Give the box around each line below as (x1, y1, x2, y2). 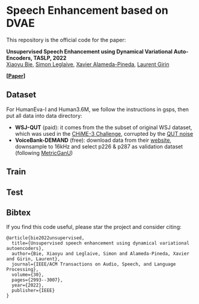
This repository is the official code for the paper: (6, 36, 126, 43)
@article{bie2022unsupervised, (6, 235, 85, 241)
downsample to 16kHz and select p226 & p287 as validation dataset (14, 142, 183, 150)
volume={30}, (11, 272, 44, 278)
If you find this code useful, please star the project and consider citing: (6, 223, 182, 231)
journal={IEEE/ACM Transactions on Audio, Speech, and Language (11, 261, 176, 267)
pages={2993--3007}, (11, 277, 63, 283)
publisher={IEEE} (11, 288, 55, 294)
